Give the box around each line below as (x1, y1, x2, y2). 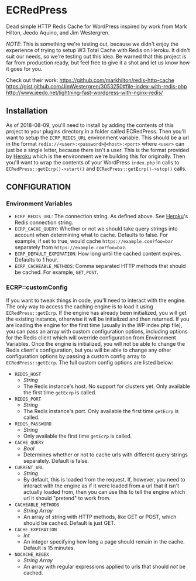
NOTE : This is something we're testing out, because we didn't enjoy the (6, 40, 178, 47)
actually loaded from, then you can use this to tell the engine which (23, 488, 185, 495)
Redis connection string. (14, 219, 74, 226)
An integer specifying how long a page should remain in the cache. (23, 538, 185, 545)
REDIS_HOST (14, 371, 42, 377)
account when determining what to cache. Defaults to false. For (14, 232, 169, 239)
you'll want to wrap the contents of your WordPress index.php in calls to (6, 159, 180, 166)
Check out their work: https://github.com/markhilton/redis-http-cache (6, 77, 174, 84)
